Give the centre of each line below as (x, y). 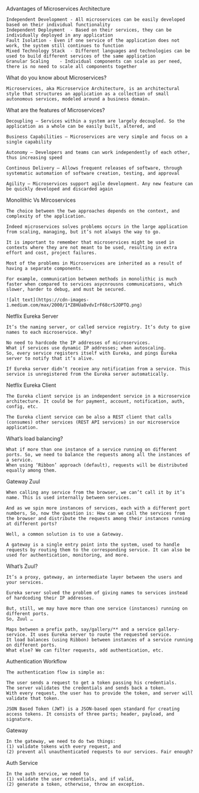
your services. (25, 582)
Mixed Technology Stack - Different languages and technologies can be (98, 51)
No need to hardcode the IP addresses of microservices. (78, 343)
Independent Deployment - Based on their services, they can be (89, 30)
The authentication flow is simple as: (56, 672)
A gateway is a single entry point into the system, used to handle (93, 545)
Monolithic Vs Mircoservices (41, 200)
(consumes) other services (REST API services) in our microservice (93, 422)
